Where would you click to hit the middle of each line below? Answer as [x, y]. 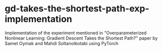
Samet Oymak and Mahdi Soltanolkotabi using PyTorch [62, 43]
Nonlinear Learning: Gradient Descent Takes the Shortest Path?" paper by [81, 38]
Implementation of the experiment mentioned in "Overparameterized [76, 33]
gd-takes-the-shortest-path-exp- [77, 9]
